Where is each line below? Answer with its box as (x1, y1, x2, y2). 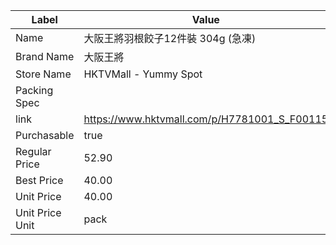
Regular (15, 145, 52, 158)
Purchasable (15, 129, 75, 142)
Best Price (15, 174, 64, 187)
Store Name (15, 67, 72, 81)
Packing (15, 84, 54, 97)
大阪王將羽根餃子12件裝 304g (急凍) (83, 32, 257, 45)
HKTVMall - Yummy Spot (83, 67, 203, 81)
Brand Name (15, 50, 75, 63)
